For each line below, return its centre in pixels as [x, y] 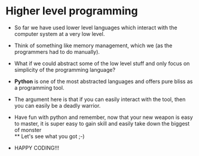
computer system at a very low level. [59, 33]
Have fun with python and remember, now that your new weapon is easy [104, 117]
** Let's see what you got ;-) [49, 136]
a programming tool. [39, 87]
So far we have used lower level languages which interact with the [96, 27]
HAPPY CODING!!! [37, 148]
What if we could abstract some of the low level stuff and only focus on [102, 63]
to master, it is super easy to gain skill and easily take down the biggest [102, 123]
